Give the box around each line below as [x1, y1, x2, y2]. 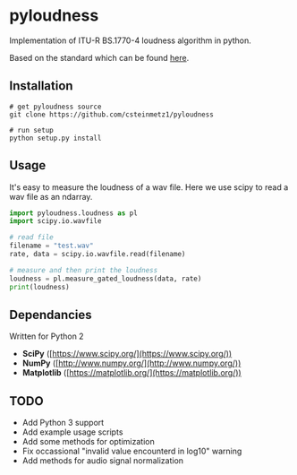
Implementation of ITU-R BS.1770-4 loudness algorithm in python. [9, 35, 252, 46]
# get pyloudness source [9, 102, 102, 111]
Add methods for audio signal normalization [21, 455, 184, 466]
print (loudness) [9, 282, 70, 291]
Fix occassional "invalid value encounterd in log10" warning [21, 445, 242, 457]
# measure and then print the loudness [9, 265, 158, 274]
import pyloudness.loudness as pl [9, 208, 139, 218]
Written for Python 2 [9, 331, 84, 341]
